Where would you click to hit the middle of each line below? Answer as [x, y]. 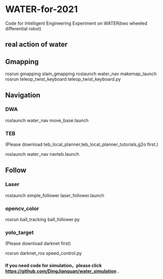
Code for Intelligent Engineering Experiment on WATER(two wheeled [76, 23]
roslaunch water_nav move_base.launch [47, 120]
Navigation [23, 95]
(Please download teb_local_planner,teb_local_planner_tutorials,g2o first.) [82, 144]
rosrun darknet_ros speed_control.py [44, 253]
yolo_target [19, 233]
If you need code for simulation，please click [53, 265]
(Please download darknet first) [38, 244]
